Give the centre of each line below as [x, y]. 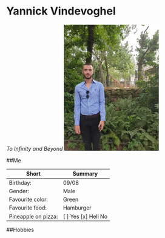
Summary [85, 174]
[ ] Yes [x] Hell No [85, 216]
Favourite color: [29, 200]
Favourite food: [28, 208]
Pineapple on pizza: [33, 216]
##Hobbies [20, 230]
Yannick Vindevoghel [61, 11]
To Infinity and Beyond [35, 148]
